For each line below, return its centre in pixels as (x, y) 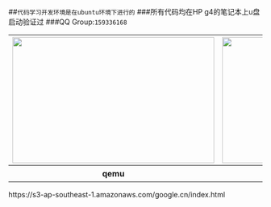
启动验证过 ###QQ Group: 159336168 (68, 22)
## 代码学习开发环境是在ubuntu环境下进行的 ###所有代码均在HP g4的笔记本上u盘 (134, 12)
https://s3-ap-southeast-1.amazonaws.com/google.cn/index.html (117, 195)
